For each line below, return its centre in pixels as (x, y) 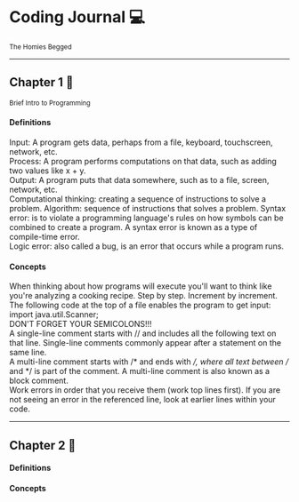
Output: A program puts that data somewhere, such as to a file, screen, (139, 179)
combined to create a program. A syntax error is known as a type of (133, 227)
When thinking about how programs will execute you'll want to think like (141, 286)
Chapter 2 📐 (43, 445)
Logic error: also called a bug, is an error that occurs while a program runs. (147, 246)
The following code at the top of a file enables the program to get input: (140, 305)
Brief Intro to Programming (50, 103)
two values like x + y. (48, 171)
